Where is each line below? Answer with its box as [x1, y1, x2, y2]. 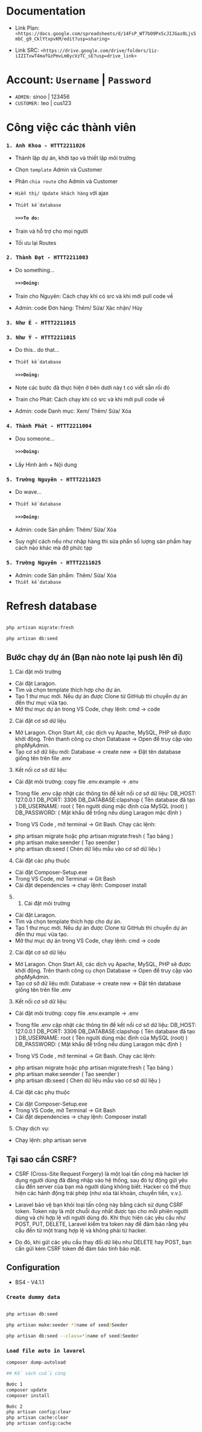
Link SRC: [14, 47, 40, 54]
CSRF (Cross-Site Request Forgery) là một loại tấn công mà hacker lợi [14, 1170, 189, 1178]
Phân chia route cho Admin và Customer [14, 178, 118, 185]
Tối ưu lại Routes [14, 239, 57, 246]
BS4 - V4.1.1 [14, 1278, 45, 1286]
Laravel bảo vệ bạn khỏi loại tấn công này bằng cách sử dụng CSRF [14, 1201, 184, 1208]
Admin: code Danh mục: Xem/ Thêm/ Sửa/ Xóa [14, 407, 131, 415]
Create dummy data [6, 1294, 60, 1300]
